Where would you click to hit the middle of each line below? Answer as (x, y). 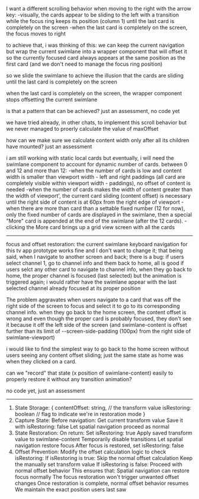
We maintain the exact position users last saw (70, 490)
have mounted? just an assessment (49, 147)
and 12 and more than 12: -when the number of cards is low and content (94, 170)
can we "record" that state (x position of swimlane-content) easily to (90, 373)
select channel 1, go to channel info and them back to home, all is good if (95, 263)
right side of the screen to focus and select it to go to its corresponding (93, 306)
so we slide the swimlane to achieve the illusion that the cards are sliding (95, 75)
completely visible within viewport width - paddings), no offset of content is (98, 183)
